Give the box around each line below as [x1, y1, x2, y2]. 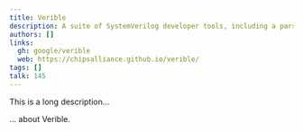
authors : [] [9, 30, 54, 39]
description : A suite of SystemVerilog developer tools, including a [9, 22, 277, 31]
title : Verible [9, 13, 67, 22]
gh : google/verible [17, 47, 91, 56]
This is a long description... [9, 96, 110, 107]
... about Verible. [9, 113, 70, 124]
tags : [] [9, 64, 42, 73]
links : [9, 38, 34, 48]
